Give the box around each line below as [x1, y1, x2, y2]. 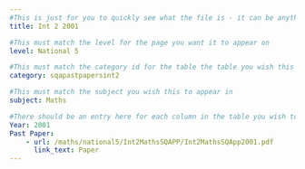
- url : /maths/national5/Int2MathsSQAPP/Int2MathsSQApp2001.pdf [25, 137, 274, 146]
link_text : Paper [33, 146, 100, 155]
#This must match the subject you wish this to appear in [9, 88, 233, 97]
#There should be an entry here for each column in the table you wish [9, 112, 286, 121]
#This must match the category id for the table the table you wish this [9, 62, 295, 72]
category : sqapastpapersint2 [9, 71, 120, 80]
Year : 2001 [9, 120, 51, 129]
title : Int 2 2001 [9, 22, 79, 31]
